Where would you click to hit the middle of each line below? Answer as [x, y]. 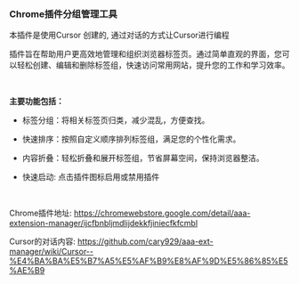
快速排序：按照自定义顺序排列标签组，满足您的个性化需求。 [131, 139]
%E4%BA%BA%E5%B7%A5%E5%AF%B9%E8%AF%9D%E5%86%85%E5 [149, 261]
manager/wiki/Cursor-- [51, 252]
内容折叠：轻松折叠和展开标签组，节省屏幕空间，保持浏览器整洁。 [143, 158]
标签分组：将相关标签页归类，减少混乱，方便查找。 [116, 120]
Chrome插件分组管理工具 [64, 13]
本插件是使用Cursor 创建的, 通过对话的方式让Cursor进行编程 [119, 35]
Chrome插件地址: [41, 213]
